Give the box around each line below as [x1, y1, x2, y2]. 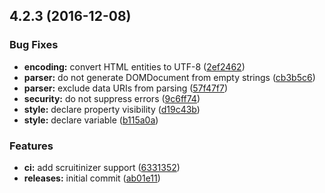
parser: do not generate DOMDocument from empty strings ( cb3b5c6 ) [23, 71, 316, 83]
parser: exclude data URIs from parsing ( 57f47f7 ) [23, 82, 229, 94]
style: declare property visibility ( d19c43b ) [23, 103, 201, 115]
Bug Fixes [9, 38, 59, 52]
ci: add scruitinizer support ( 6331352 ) [23, 161, 181, 173]
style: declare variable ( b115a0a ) [23, 114, 159, 126]
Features [9, 139, 54, 153]
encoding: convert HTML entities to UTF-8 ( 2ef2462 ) [23, 60, 246, 73]
